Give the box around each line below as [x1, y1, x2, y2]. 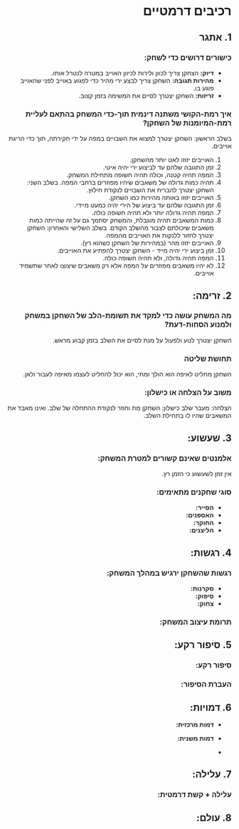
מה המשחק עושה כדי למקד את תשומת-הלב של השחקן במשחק [24, 311, 232, 321]
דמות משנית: [177, 734, 214, 743]
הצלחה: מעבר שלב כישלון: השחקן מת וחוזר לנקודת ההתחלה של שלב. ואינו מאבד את [7, 403, 232, 412]
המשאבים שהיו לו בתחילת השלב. [143, 411, 232, 420]
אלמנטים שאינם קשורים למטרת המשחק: [97, 453, 232, 463]
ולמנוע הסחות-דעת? [164, 320, 232, 329]
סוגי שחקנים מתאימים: [156, 487, 232, 497]
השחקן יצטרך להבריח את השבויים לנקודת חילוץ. [86, 186, 214, 194]
